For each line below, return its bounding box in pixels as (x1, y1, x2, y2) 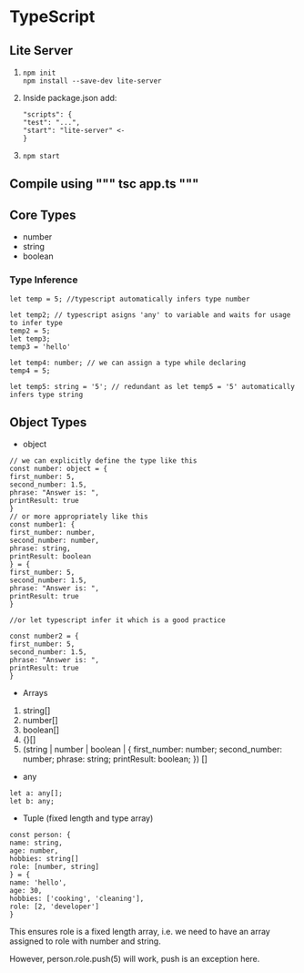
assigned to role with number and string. (9, 936, 161, 947)
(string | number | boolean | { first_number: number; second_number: (22, 744, 282, 755)
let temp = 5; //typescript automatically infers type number (9, 294, 250, 303)
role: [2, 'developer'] (9, 902, 100, 912)
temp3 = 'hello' (9, 342, 71, 352)
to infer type (9, 318, 64, 327)
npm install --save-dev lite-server (22, 77, 162, 86)
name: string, (9, 838, 64, 848)
